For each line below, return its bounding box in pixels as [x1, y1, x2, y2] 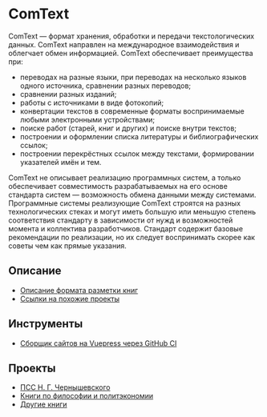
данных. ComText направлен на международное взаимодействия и [8, 39, 240, 49]
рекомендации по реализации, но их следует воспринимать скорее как [8, 232, 255, 242]
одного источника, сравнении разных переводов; [19, 81, 192, 90]
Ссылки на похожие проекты [19, 294, 120, 303]
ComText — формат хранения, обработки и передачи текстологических [8, 31, 255, 41]
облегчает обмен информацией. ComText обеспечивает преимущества [8, 48, 254, 58]
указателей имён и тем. [19, 157, 102, 166]
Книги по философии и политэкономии [19, 391, 154, 401]
